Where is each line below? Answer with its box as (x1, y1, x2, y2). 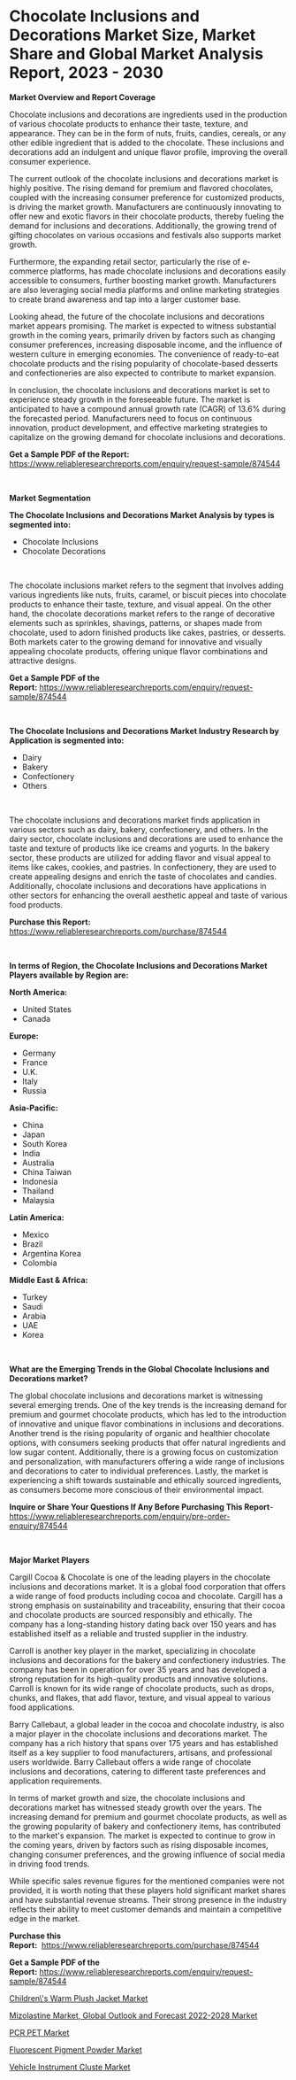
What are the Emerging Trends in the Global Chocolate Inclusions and (9, 1364, 269, 1374)
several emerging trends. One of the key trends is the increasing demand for (9, 1399, 287, 1410)
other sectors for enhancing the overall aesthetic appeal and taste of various (9, 890, 288, 901)
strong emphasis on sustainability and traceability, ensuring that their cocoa (9, 1600, 285, 1611)
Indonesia (21, 1176, 58, 1187)
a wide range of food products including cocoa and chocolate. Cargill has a (9, 1590, 284, 1601)
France (21, 1056, 49, 1068)
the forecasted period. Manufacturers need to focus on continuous (9, 413, 253, 423)
